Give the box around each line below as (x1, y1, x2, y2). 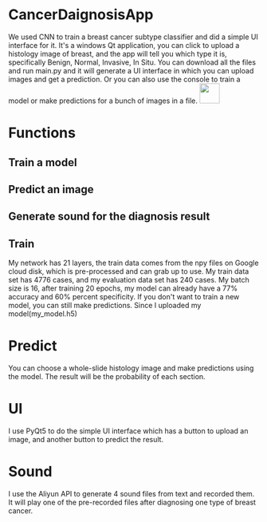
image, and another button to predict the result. (8, 434, 164, 444)
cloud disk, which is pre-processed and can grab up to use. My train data (8, 267, 249, 276)
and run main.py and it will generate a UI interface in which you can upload (8, 65, 254, 75)
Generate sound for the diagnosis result (8, 210, 210, 223)
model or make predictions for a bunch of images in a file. (8, 96, 198, 105)
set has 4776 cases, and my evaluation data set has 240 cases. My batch (8, 275, 249, 285)
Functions (8, 124, 76, 142)
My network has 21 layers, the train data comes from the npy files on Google (8, 258, 259, 268)
